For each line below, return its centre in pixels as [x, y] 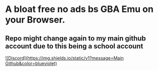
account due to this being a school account [74, 46]
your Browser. [35, 20]
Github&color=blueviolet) [31, 63]
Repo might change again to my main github [75, 38]
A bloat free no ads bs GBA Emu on [79, 9]
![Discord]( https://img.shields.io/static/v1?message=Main [65, 58]
